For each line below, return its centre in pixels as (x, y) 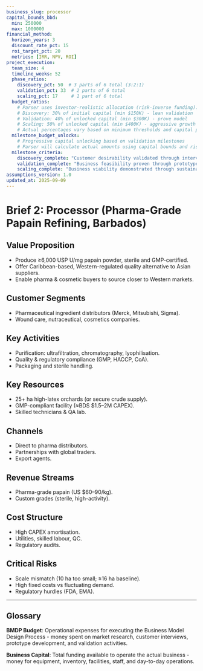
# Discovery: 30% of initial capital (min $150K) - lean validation (105, 113)
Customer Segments (46, 298)
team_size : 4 (28, 68)
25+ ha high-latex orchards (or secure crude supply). (81, 399)
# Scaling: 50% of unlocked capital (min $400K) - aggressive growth (107, 125)
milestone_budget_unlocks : (46, 136)
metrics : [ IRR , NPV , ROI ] (44, 57)
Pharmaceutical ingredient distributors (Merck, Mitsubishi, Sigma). (97, 313)
